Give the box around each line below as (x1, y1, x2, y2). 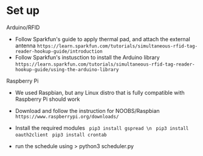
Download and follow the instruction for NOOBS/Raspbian (15, 107, 160, 114)
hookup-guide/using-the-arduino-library (15, 66, 119, 73)
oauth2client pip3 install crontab (15, 132, 107, 138)
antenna (15, 42, 36, 49)
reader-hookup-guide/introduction (15, 48, 103, 55)
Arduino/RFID (6, 24, 40, 31)
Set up (6, 4, 40, 18)
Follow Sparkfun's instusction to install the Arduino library (15, 53, 160, 61)
